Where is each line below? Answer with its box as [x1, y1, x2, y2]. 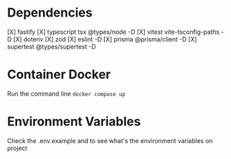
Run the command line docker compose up [7, 89, 126, 97]
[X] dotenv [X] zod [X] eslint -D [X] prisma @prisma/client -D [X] [13, 35, 197, 43]
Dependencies [7, 5, 93, 21]
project [7, 144, 28, 152]
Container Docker [7, 67, 111, 82]
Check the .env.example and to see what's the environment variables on [7, 136, 213, 144]
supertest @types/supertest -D [7, 42, 96, 50]
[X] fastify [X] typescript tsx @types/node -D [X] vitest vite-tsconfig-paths [7, 28, 220, 36]
